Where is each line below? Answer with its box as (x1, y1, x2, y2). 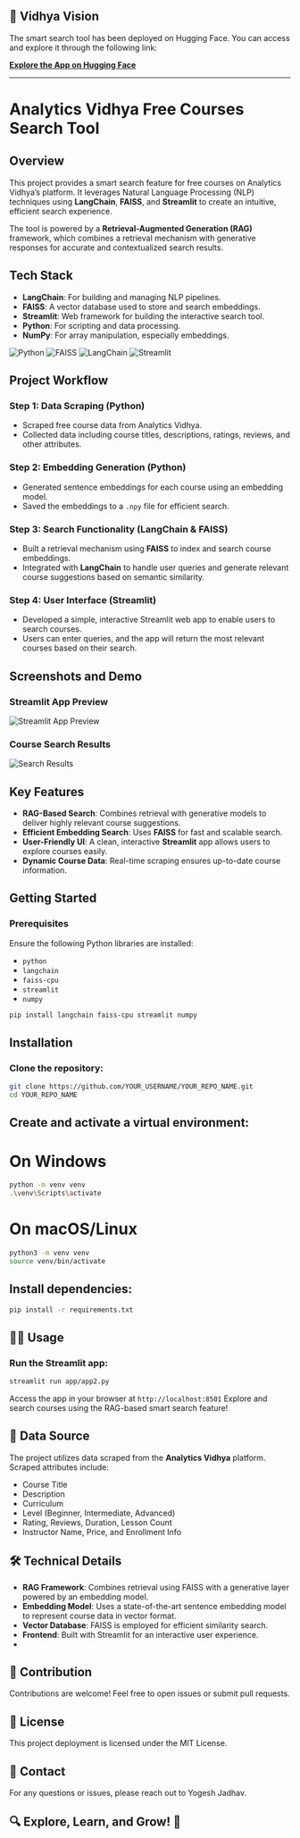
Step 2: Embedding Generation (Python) (9, 461, 187, 474)
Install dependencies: (9, 1281, 132, 1297)
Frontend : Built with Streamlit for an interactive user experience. (21, 1629, 259, 1640)
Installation (9, 1035, 73, 1050)
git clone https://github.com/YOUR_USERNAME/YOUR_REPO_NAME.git (9, 1082, 254, 1091)
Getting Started (9, 891, 97, 906)
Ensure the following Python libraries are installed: (9, 937, 194, 948)
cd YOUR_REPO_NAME (9, 1091, 78, 1100)
